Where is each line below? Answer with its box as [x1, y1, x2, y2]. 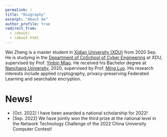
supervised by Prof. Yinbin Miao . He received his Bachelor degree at [5, 60, 146, 66]
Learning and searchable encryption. [5, 76, 82, 82]
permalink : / [5, 7, 33, 13]
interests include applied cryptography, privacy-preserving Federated [5, 70, 149, 76]
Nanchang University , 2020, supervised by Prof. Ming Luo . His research [5, 65, 154, 71]
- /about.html [10, 36, 39, 41]
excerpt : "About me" [5, 17, 49, 22]
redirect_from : [5, 26, 37, 31]
